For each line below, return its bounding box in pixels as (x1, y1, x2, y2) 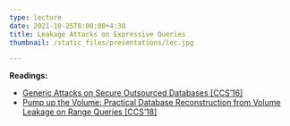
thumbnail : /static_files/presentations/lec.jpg (9, 38, 194, 47)
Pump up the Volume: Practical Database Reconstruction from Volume (21, 97, 281, 108)
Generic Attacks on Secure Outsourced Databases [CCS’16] (21, 88, 243, 98)
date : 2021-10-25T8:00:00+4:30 (9, 21, 126, 30)
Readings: (9, 71, 48, 81)
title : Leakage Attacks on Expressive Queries (9, 29, 186, 38)
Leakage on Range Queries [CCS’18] (21, 106, 158, 117)
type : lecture (9, 13, 63, 22)
